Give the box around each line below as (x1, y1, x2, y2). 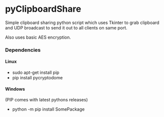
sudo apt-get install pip (12, 70, 60, 75)
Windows (5, 86, 25, 92)
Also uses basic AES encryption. (5, 34, 71, 40)
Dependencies (5, 47, 41, 53)
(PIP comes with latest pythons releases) (5, 97, 88, 103)
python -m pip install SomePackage (12, 106, 85, 112)
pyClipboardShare (5, 3, 81, 15)
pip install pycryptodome (12, 75, 63, 81)
